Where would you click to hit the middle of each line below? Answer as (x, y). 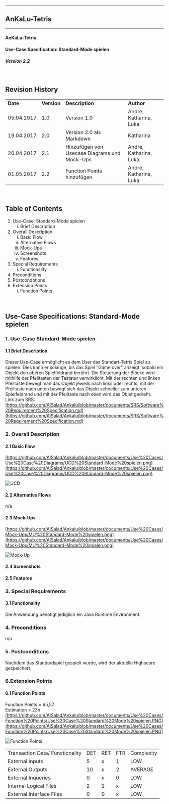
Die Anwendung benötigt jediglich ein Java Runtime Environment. (73, 614)
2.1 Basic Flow (20, 446)
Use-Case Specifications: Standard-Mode (72, 316)
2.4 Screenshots (23, 566)
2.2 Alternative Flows (28, 495)
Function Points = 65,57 (30, 704)
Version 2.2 (18, 61)
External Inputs (26, 761)
